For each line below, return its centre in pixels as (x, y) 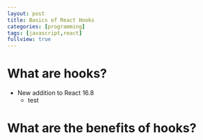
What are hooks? (57, 74)
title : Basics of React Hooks (51, 20)
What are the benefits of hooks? (102, 128)
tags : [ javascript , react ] (44, 33)
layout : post (26, 14)
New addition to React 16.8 (56, 93)
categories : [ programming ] (46, 26)
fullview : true (29, 40)
